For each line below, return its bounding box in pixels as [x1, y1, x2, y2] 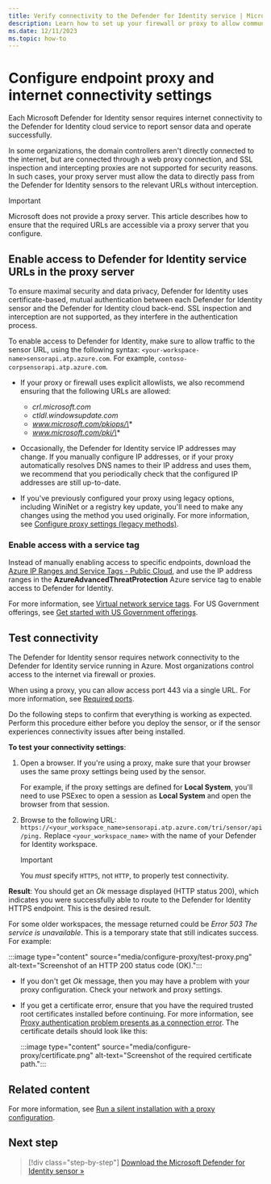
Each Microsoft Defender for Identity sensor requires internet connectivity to [8, 113, 263, 123]
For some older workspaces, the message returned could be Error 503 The [8, 919, 258, 929]
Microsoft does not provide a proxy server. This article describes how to [8, 212, 248, 221]
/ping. [19, 832, 43, 841]
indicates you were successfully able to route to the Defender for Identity [8, 895, 252, 905]
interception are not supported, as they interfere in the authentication [8, 312, 238, 322]
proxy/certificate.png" [19, 1051, 94, 1060]
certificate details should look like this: [19, 1026, 148, 1036]
